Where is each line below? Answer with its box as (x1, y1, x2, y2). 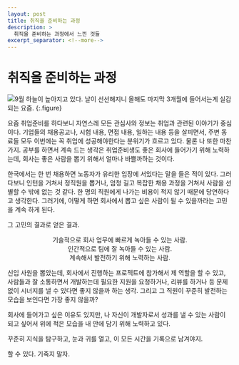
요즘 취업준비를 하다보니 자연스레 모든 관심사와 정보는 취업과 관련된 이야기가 (7, 119, 219, 128)
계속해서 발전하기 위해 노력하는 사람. (69, 254, 171, 262)
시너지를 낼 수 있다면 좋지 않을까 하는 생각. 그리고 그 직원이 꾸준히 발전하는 (20, 287, 228, 295)
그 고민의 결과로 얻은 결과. (7, 220, 80, 229)
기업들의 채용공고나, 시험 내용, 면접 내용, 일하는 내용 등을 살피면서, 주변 (22, 128, 220, 136)
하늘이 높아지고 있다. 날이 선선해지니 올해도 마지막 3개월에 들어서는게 (26, 95, 219, 103)
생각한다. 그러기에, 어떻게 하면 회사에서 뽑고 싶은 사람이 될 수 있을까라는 (14, 197, 215, 205)
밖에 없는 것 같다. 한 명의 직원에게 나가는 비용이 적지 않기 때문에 (28, 187, 205, 196)
